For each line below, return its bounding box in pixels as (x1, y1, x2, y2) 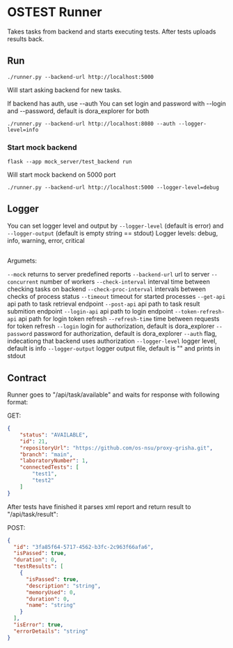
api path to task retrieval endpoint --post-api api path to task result (7, 300, 200, 308)
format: (7, 398, 29, 406)
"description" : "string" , (25, 582, 101, 589)
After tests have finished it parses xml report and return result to (7, 502, 191, 510)
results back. (7, 34, 45, 43)
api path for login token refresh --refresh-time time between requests (18, 315, 220, 323)
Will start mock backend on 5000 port (7, 170, 116, 179)
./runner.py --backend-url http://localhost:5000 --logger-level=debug (7, 184, 219, 191)
